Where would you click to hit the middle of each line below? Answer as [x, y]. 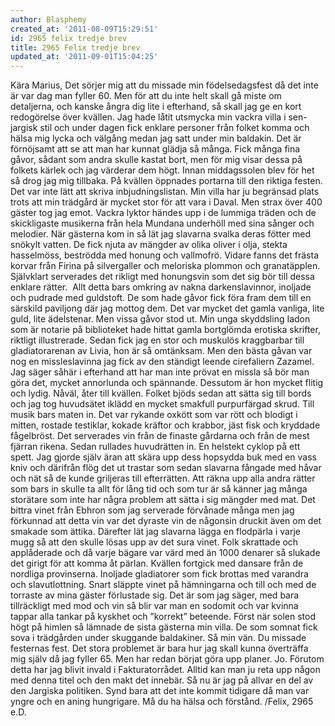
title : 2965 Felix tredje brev [75, 47]
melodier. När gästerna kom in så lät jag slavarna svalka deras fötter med [160, 234]
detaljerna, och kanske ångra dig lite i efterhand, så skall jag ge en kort [156, 107]
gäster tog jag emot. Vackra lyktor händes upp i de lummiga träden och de [163, 213]
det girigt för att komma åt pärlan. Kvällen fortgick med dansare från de [157, 563]
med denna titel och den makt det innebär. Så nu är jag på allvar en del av [162, 680]
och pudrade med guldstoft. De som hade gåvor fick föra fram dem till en [161, 298]
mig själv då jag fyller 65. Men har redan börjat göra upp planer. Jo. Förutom [167, 659]
